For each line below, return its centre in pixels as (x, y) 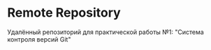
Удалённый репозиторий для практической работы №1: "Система (105, 32)
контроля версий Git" (39, 39)
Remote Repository (64, 13)
